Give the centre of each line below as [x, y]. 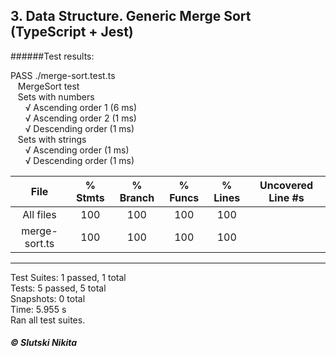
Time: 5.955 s [38, 309]
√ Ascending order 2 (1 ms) [80, 118]
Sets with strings [52, 139]
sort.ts [39, 243]
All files [39, 214]
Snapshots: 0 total [48, 298]
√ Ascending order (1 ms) [77, 150]
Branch [137, 197]
